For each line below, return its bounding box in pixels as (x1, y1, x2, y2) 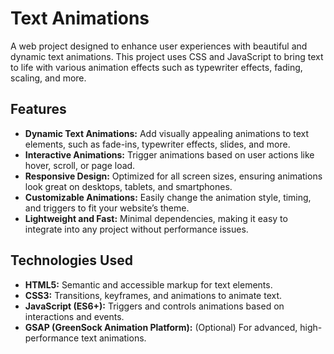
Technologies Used (10, 252, 133, 269)
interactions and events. (24, 310, 125, 322)
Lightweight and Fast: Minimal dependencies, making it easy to (24, 212, 288, 224)
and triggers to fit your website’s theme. (24, 202, 190, 214)
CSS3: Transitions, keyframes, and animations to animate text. (24, 289, 283, 301)
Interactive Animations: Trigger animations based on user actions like (24, 148, 315, 161)
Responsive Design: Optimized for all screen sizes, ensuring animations (24, 170, 323, 182)
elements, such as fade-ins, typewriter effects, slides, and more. (24, 138, 291, 150)
